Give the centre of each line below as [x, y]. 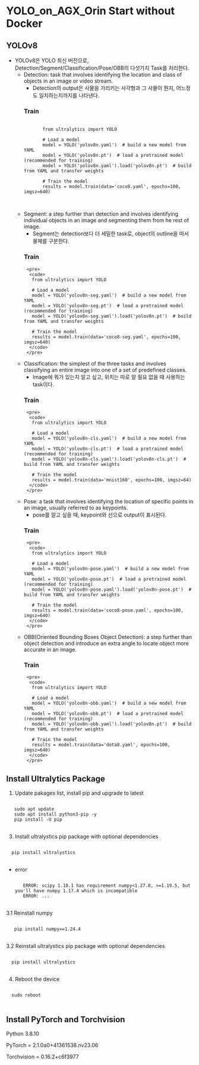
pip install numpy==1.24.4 [48, 929]
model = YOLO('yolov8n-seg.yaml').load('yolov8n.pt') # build [112, 316]
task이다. [43, 384]
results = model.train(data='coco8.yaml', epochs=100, [112, 187]
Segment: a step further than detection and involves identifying [101, 214]
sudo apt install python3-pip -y [55, 814]
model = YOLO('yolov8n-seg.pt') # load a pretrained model [108, 305]
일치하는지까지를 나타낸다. [69, 95]
